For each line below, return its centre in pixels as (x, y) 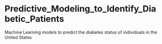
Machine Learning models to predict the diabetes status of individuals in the (81, 32)
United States (18, 37)
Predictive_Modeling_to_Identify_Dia (81, 9)
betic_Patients (34, 19)
